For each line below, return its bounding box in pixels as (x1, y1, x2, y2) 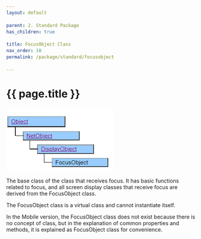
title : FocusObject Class (6, 41, 71, 47)
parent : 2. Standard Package (6, 22, 79, 28)
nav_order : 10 (6, 48, 42, 54)
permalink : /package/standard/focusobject (6, 54, 114, 60)
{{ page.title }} (6, 87, 81, 100)
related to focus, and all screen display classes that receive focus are (6, 183, 178, 190)
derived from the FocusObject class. (6, 190, 96, 197)
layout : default (6, 10, 47, 16)
